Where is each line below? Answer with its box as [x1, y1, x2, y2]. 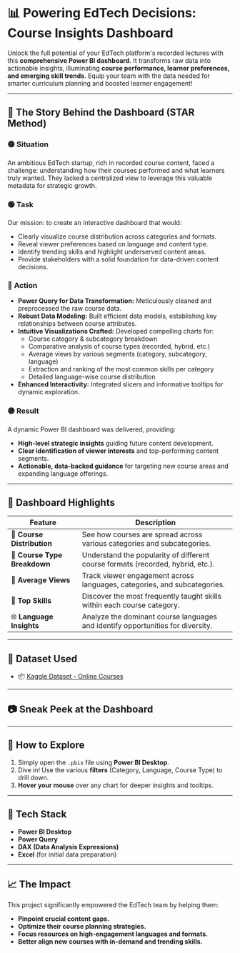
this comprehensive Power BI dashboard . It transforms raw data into [7, 56, 211, 64]
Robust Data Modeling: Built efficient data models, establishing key [17, 311, 217, 321]
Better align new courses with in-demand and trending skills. [17, 937, 203, 946]
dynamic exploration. [17, 388, 80, 396]
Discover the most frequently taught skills [81, 592, 221, 602]
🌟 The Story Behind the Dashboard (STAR [7, 106, 195, 119]
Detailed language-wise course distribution [28, 372, 156, 381]
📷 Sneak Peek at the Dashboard [7, 703, 154, 715]
